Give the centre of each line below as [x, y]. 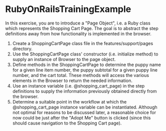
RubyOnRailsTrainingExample [68, 9]
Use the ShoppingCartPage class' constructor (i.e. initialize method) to [85, 54]
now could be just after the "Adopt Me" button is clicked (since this [81, 117]
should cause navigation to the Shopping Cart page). [67, 123]
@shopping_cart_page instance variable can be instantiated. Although [85, 107]
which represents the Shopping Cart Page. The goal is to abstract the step [82, 28]
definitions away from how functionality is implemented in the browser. [78, 33]
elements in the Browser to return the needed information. [72, 80]
